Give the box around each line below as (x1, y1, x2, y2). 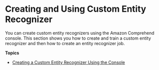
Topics (5, 50, 20, 56)
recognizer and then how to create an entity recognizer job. (5, 40, 125, 46)
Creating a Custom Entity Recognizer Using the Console (12, 59, 125, 65)
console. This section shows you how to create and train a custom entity (5, 35, 151, 41)
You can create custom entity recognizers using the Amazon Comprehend (5, 30, 155, 36)
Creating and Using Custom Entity (5, 3, 146, 15)
